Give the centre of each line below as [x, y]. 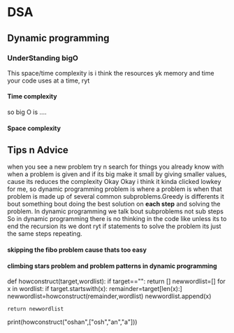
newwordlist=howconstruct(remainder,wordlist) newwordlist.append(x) [109, 296]
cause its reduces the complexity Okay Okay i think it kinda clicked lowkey [114, 182]
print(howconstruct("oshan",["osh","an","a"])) [72, 322]
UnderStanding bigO [43, 58]
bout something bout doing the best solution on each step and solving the [114, 204]
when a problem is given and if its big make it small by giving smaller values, [117, 174]
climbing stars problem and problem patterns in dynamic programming [112, 266]
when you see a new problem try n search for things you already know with [116, 167]
